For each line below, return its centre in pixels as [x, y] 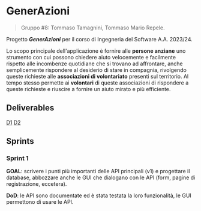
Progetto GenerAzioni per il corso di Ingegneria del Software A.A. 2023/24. [100, 39]
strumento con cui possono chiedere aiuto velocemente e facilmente [91, 57]
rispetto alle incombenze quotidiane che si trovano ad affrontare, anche [94, 64]
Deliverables [30, 108]
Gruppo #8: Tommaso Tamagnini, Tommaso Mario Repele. [93, 28]
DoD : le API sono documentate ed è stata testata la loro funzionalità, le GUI [99, 195]
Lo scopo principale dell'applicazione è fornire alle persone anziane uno [96, 51]
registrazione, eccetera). [37, 184]
